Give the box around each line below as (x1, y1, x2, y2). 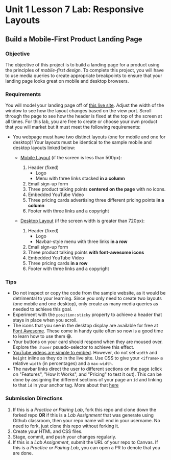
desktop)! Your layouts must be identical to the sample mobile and (12, 139, 152, 146)
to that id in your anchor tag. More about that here (12, 382, 119, 389)
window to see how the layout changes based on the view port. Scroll (5, 108, 152, 114)
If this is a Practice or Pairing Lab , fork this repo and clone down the (12, 406, 157, 413)
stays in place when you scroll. (12, 317, 78, 323)
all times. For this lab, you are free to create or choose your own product (5, 118, 158, 125)
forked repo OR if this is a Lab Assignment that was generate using (12, 412, 154, 418)
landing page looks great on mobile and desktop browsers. (5, 78, 129, 84)
